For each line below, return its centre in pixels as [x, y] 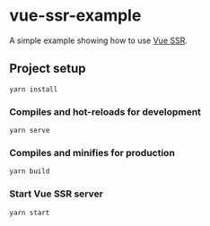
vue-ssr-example [75, 16]
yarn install [34, 89]
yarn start [30, 213]
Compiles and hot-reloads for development [105, 111]
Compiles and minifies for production [92, 152]
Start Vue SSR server [56, 194]
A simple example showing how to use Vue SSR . [99, 40]
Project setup [48, 69]
